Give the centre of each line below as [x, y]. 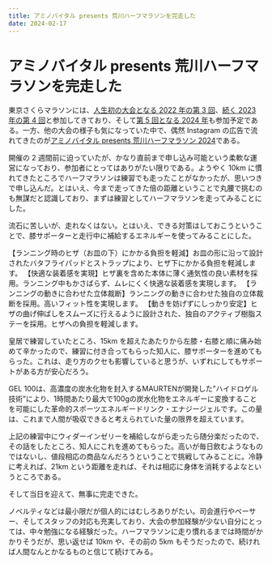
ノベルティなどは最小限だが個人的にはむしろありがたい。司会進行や [122, 511]
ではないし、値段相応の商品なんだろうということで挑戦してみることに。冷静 [136, 457]
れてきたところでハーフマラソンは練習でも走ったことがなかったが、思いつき [136, 178]
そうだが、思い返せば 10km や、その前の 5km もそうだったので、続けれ [141, 542]
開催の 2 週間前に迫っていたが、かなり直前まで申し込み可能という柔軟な [130, 158]
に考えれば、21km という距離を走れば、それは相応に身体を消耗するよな [128, 467]
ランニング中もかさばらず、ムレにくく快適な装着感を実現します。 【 [136, 284]
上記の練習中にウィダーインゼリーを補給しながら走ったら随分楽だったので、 [136, 436]
